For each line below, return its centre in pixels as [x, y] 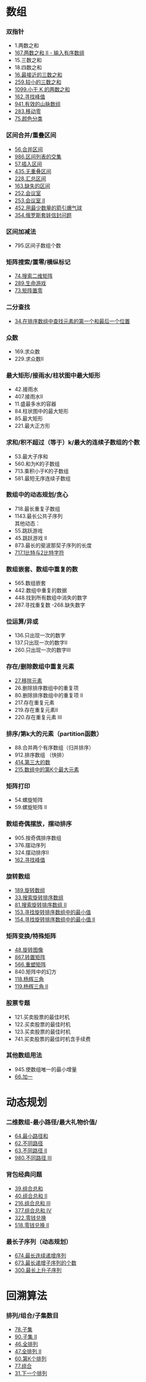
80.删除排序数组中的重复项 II [49, 695]
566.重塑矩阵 [30, 965]
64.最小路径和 [31, 1136]
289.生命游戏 [30, 283]
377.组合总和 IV [33, 1210]
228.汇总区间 [30, 178]
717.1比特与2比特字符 [39, 552]
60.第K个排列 [30, 1359]
